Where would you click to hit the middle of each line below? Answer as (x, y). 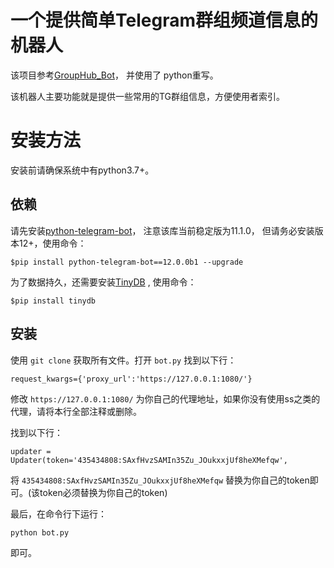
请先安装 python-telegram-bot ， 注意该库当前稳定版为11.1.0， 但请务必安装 (162, 230)
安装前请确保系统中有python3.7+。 (82, 170)
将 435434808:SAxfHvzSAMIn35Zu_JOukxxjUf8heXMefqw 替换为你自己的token (160, 480)
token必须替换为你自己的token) (103, 492)
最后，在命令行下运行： (58, 513)
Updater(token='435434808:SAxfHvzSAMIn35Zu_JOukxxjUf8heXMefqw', (149, 460)
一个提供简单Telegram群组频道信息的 (164, 20)
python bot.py (40, 532)
